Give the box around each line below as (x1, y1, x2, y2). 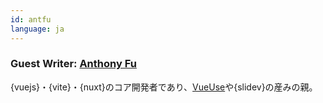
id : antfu (10, 14, 52, 25)
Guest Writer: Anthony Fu (10, 57, 137, 71)
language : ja (10, 24, 65, 34)
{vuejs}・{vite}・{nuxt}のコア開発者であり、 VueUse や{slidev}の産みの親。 (10, 81, 318, 93)
